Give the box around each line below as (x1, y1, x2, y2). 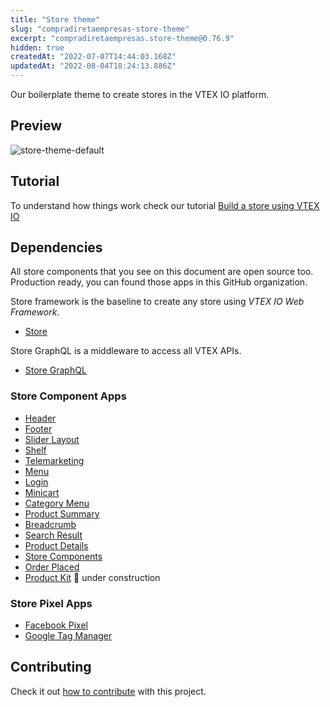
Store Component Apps (10, 389, 127, 403)
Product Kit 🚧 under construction (24, 571, 161, 583)
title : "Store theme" (10, 14, 101, 25)
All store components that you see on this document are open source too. (10, 266, 314, 278)
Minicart (24, 486, 60, 498)
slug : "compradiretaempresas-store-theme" (10, 24, 190, 34)
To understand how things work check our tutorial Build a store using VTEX (10, 199, 320, 211)
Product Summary (24, 507, 100, 520)
